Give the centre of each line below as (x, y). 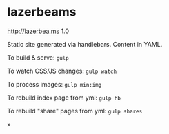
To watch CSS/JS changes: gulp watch (62, 71)
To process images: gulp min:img (54, 84)
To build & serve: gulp (38, 57)
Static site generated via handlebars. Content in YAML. (85, 44)
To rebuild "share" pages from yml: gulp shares (75, 111)
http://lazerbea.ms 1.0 (38, 31)
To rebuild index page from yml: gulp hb (64, 98)
